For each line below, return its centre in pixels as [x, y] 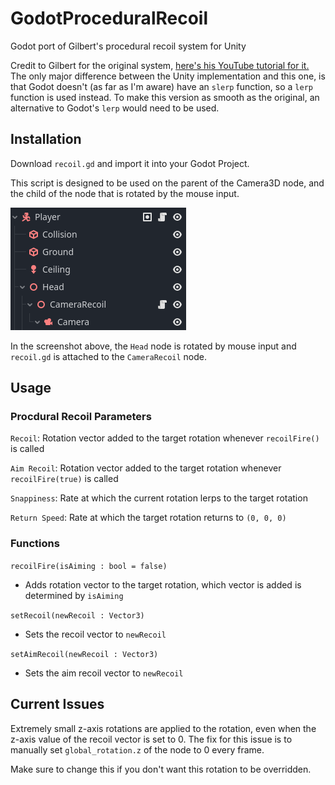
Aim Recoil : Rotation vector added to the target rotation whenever [146, 468]
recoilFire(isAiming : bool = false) [89, 566]
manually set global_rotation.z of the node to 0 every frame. [137, 749]
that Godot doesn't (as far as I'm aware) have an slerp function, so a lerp [161, 86]
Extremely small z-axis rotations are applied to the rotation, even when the [163, 728]
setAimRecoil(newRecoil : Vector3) [84, 654]
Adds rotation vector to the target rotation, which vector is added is [163, 584]
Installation [46, 139]
